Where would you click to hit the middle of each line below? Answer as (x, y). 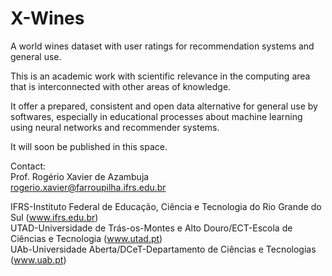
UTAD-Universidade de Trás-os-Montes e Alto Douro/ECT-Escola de (151, 228)
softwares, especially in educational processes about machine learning (156, 116)
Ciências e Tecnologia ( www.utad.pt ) (86, 238)
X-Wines (47, 18)
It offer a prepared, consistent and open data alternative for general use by (164, 106)
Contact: (28, 166)
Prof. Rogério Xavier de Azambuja (80, 176)
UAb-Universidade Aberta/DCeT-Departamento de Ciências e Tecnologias (163, 249)
